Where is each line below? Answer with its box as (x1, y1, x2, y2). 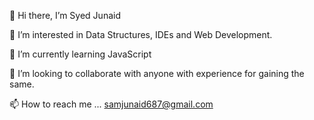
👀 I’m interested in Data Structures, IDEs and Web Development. (9, 29, 273, 40)
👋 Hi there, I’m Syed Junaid (9, 10, 121, 21)
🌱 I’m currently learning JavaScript (9, 48, 152, 60)
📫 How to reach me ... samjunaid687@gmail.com (9, 98, 214, 110)
